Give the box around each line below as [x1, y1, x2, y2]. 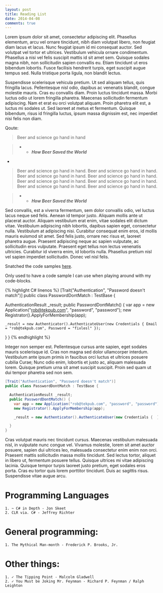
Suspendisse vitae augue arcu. [5, 473, 67, 479]
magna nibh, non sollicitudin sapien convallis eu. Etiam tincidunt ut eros [5, 60, 148, 66]
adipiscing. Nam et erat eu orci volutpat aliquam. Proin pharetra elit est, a [5, 100, 151, 106]
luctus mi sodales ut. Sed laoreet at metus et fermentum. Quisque [5, 105, 136, 111]
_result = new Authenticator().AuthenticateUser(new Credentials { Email [5, 322, 158, 327]
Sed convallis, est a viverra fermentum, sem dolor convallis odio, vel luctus [5, 208, 155, 213]
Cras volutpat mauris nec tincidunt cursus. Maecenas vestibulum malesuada [5, 437, 158, 443]
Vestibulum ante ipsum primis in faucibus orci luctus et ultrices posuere [5, 354, 148, 360]
